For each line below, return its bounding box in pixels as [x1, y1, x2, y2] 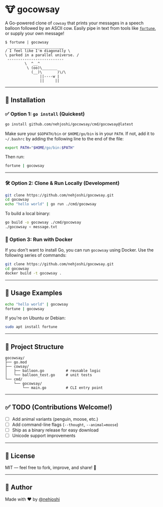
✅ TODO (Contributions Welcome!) [5, 403, 113, 411]
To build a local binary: [5, 211, 50, 216]
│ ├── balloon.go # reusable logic [5, 369, 101, 373]
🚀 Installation [5, 96, 46, 104]
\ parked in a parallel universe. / [5, 53, 79, 58]
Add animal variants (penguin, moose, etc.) [12, 416, 98, 422]
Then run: [5, 154, 25, 160]
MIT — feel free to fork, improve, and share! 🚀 [5, 465, 97, 470]
